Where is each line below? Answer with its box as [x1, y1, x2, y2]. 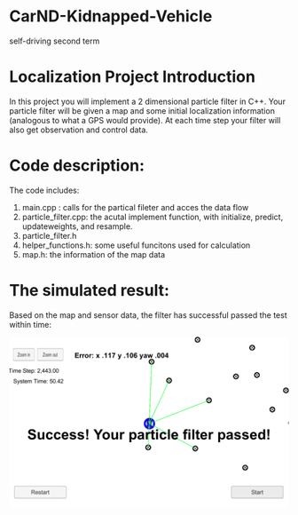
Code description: [9, 155, 145, 176]
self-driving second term [9, 36, 100, 46]
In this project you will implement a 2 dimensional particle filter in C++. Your [9, 96, 286, 107]
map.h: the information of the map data [21, 249, 166, 259]
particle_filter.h [21, 230, 77, 241]
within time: [9, 319, 51, 329]
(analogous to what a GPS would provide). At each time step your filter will [9, 115, 281, 125]
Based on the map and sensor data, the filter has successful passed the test [9, 309, 288, 321]
